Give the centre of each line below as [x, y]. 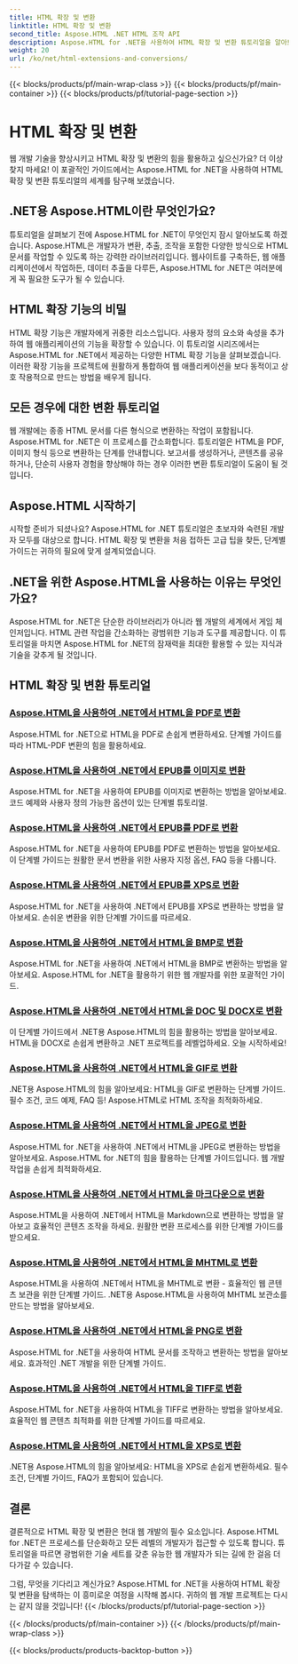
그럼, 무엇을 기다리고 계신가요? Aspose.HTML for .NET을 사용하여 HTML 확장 [145, 1584]
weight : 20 [29, 51]
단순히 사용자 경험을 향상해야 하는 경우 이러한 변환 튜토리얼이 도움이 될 [157, 464]
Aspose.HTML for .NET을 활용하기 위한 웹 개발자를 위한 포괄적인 [155, 975]
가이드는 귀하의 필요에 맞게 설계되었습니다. [83, 551]
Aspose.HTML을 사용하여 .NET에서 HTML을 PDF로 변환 [125, 713]
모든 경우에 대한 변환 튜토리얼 [85, 407]
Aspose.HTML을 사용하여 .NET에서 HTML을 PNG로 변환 [126, 1331]
